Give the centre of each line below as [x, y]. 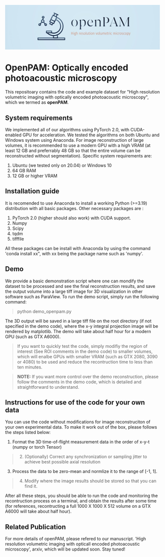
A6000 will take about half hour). [38, 511]
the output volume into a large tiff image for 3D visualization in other [74, 291]
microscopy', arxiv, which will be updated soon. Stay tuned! [65, 549]
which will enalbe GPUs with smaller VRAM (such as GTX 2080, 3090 [87, 356]
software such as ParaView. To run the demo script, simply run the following [82, 296]
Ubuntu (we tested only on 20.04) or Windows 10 [62, 165]
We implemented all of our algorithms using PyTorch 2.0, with [67, 129]
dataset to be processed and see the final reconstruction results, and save [80, 286]
